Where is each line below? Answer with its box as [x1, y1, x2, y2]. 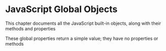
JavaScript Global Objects [5, 4, 118, 15]
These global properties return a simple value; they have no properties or [5, 35, 158, 41]
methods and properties [5, 25, 56, 31]
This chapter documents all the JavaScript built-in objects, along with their [5, 20, 161, 26]
